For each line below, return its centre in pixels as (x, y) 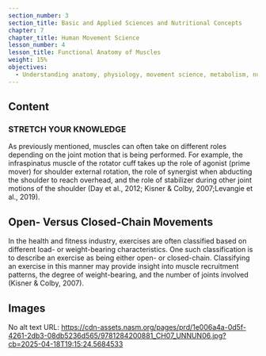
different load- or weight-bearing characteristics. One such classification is (131, 250)
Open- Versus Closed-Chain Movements (111, 222)
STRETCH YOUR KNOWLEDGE (67, 129)
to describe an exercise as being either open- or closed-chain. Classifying (129, 258)
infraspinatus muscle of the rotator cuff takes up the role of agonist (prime (129, 163)
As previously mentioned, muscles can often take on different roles (118, 147)
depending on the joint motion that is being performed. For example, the (126, 155)
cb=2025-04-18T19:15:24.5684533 (66, 344)
